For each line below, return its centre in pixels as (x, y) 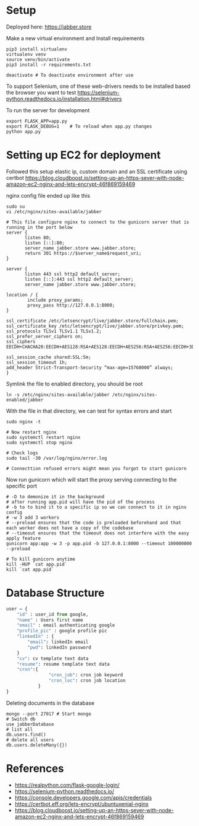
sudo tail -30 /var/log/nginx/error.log (57, 458)
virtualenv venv (26, 54)
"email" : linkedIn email (58, 642)
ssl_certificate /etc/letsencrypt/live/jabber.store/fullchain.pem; (92, 321)
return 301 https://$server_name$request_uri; (83, 253)
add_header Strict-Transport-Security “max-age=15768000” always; (90, 368)
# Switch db (21, 719)
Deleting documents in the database (50, 703)
